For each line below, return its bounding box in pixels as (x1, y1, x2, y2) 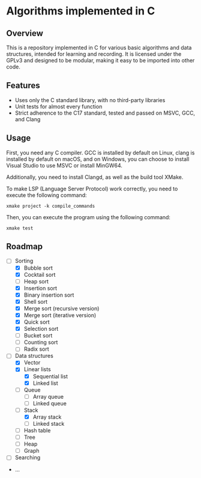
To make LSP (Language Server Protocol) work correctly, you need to (6, 185, 178, 192)
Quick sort (23, 318, 50, 325)
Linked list (32, 380, 58, 387)
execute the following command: (6, 191, 87, 199)
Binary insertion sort (23, 291, 74, 298)
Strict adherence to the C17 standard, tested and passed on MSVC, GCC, (14, 109, 196, 116)
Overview (6, 28, 44, 38)
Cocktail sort (23, 271, 56, 278)
